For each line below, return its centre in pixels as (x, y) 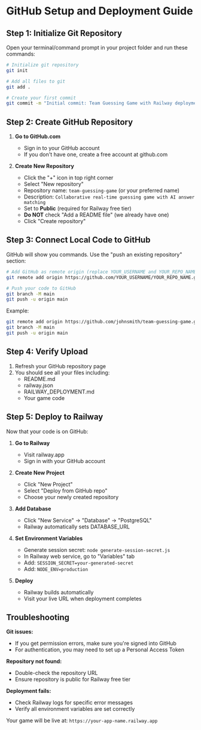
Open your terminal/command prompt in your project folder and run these (97, 47)
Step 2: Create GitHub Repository (70, 122)
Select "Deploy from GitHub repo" (66, 491)
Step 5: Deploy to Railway (55, 417)
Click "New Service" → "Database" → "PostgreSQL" (88, 520)
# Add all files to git (36, 81)
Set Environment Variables (49, 538)
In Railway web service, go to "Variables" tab (79, 556)
